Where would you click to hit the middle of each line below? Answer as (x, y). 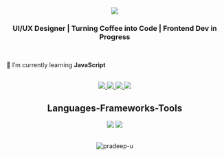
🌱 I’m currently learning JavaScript (56, 65)
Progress (115, 37)
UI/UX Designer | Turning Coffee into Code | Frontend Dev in (115, 29)
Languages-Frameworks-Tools (115, 108)
